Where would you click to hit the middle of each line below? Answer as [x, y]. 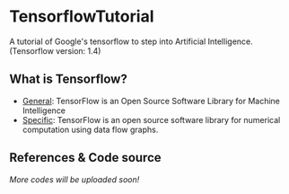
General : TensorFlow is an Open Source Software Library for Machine [151, 101]
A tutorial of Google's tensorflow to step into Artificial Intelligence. [131, 41]
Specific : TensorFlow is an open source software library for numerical [151, 119]
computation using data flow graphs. [90, 129]
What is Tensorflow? [68, 79]
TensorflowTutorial [82, 17]
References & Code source [85, 158]
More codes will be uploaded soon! [74, 179]
